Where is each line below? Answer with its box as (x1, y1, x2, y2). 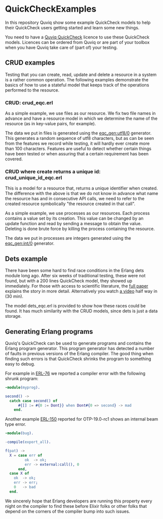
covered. (5, 156, 23, 162)
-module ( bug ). (5, 431, 34, 436)
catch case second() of (9, 398, 57, 403)
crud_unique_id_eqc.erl (5, 174, 62, 181)
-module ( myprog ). (5, 385, 40, 390)
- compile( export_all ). (5, 440, 51, 444)
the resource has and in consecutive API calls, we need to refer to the (5, 196, 145, 202)
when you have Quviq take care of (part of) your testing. (5, 44, 118, 50)
